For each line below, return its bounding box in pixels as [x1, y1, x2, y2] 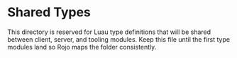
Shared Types [7, 4, 91, 21]
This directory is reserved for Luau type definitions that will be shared [7, 28, 211, 36]
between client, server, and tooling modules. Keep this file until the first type [7, 35, 231, 43]
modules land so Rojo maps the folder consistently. [7, 42, 157, 51]
